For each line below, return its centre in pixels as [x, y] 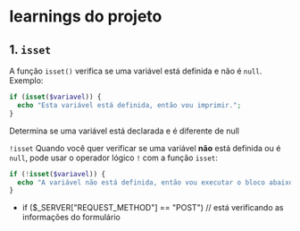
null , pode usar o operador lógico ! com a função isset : [114, 158]
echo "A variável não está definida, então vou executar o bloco [142, 182]
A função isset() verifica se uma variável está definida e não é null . [136, 71]
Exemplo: [26, 81]
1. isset [30, 50]
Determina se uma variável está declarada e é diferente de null [124, 131]
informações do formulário [71, 218]
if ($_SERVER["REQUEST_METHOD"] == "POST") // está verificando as [153, 208]
